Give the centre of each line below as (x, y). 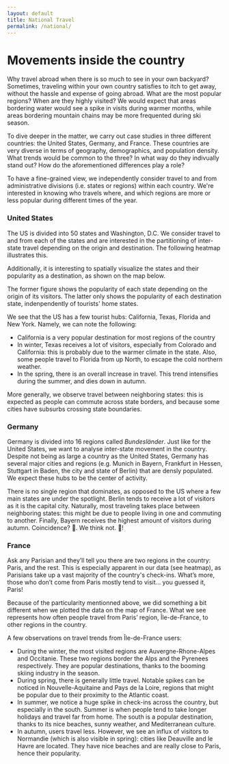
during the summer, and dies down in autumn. (82, 381)
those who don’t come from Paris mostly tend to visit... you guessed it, (107, 582)
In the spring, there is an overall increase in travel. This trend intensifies (118, 374)
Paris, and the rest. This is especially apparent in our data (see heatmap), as (114, 568)
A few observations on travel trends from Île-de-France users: (95, 638)
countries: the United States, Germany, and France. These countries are (108, 143)
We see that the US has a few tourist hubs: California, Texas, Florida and (109, 317)
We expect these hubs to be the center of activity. (78, 478)
